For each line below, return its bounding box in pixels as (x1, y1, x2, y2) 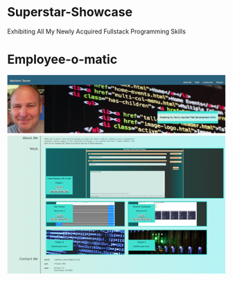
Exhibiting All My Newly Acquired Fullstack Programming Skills (7, 27, 186, 35)
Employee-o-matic (7, 51, 118, 67)
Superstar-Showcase (7, 4, 133, 20)
